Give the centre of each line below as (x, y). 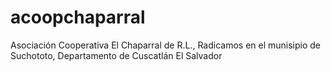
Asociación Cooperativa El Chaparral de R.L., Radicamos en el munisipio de (166, 45)
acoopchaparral (78, 17)
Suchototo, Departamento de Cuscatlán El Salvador (116, 55)
